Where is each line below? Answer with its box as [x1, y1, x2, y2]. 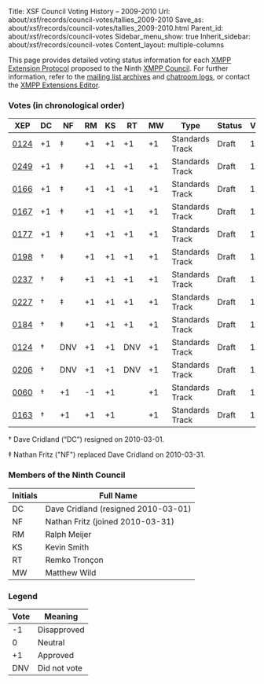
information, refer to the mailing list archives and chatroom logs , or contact [8, 72, 251, 81]
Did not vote [38, 662, 82, 673]
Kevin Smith [45, 542, 90, 553]
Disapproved [38, 624, 85, 635]
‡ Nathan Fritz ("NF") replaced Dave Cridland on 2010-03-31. [8, 450, 206, 459]
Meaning [44, 611, 79, 622]
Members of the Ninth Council [8, 469, 126, 480]
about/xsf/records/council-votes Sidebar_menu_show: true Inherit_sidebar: [8, 31, 251, 41]
